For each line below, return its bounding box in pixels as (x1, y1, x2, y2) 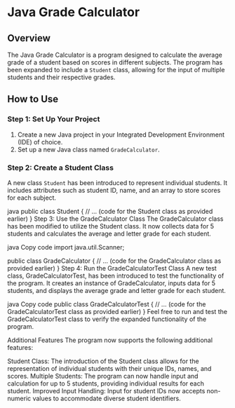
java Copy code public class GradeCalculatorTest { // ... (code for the (7, 299, 206, 308)
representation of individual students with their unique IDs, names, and (7, 364, 212, 372)
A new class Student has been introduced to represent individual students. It (7, 178, 228, 186)
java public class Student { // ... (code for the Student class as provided (7, 207, 213, 215)
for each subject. (7, 193, 57, 202)
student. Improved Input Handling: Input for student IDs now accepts (7, 386, 206, 395)
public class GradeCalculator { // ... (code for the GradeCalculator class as (7, 257, 222, 265)
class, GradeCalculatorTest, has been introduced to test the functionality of (7, 271, 224, 280)
